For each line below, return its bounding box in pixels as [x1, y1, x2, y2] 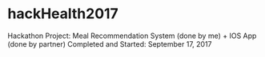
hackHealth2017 [7, 5, 119, 23]
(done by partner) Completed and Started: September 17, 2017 [7, 39, 213, 48]
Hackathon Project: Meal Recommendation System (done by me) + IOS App [7, 31, 257, 40]
